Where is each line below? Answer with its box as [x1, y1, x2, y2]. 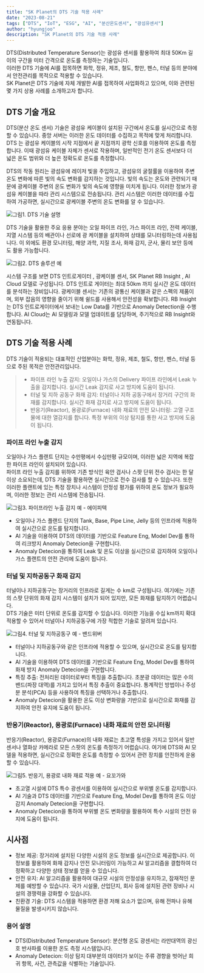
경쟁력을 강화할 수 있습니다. [26, 890, 92, 897]
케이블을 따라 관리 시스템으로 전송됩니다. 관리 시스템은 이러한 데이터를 [17, 190, 183, 197]
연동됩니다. [6, 318, 33, 325]
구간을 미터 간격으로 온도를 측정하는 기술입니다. [17, 57, 129, 64]
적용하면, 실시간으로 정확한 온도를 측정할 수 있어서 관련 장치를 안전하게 [17, 751, 185, 759]
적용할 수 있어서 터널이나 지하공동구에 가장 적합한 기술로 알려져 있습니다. [6, 617, 178, 624]
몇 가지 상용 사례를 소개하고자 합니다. [6, 87, 94, 94]
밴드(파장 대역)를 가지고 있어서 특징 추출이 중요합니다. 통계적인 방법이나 [15, 681, 185, 688]
